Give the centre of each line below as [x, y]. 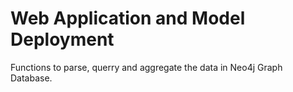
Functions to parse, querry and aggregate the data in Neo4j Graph [146, 67]
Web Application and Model [128, 18]
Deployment [62, 39]
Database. [31, 78]
